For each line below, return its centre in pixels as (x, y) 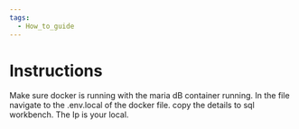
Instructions (56, 71)
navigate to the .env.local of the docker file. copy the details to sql (132, 106)
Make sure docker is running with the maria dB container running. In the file (150, 96)
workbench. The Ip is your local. (69, 115)
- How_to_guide (46, 26)
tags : (19, 18)
